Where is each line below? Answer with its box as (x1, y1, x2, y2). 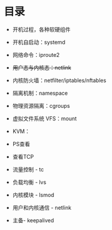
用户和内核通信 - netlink (12, 204, 71, 211)
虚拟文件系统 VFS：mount (12, 114, 77, 122)
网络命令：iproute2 (12, 51, 60, 58)
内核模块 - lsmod (12, 191, 55, 198)
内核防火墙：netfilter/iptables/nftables (12, 77, 107, 84)
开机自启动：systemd (12, 38, 65, 46)
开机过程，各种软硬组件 (12, 26, 71, 33)
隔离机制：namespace (12, 89, 68, 96)
